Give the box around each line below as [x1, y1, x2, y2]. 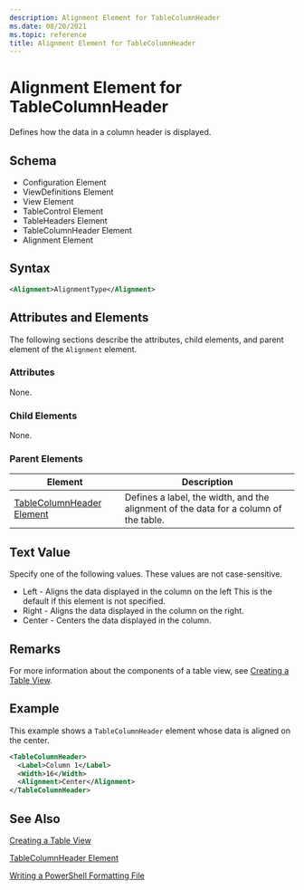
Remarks [9, 641, 62, 656]
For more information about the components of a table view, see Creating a [9, 665, 290, 676]
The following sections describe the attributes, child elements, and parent [9, 334, 284, 345]
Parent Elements [9, 453, 83, 465]
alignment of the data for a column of [124, 502, 282, 515]
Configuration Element [22, 177, 107, 187]
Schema [9, 153, 57, 168]
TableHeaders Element [22, 215, 108, 226]
